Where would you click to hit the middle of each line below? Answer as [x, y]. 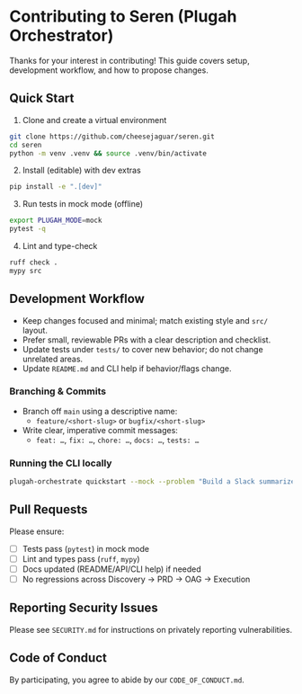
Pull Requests [49, 510]
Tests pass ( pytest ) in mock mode [86, 548]
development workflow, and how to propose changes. [109, 70]
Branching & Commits [58, 391]
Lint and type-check [60, 246]
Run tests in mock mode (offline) [83, 204]
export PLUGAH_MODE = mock [56, 221]
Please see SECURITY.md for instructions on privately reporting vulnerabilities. [151, 629]
